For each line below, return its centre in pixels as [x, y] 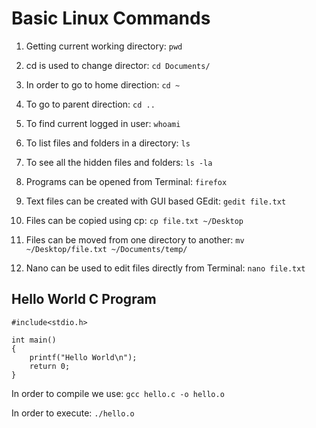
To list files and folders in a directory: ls [108, 143]
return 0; [50, 366]
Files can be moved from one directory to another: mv [135, 239]
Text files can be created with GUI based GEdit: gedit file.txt [156, 201]
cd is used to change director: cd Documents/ [118, 65]
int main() [34, 340]
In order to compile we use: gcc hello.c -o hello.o [118, 393]
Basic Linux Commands [111, 18]
